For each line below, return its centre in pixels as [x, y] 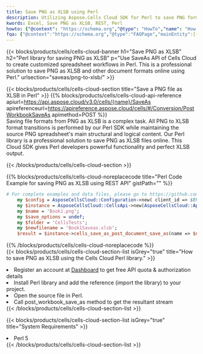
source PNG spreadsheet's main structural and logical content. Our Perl [95, 134]
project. [16, 289]
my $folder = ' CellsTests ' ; [52, 222]
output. [15, 153]
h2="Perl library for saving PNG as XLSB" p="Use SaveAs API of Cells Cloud [101, 58]
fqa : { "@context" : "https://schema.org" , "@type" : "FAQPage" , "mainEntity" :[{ [102, 34]
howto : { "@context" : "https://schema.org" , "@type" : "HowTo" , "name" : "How [101, 29]
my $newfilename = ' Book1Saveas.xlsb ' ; [67, 228]
